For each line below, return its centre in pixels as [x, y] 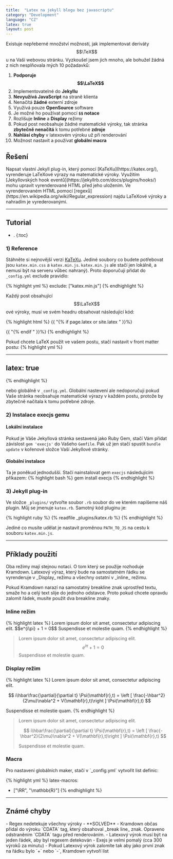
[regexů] [83, 191]
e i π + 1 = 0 [93, 647]
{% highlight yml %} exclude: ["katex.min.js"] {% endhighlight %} [75, 286]
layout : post [20, 29]
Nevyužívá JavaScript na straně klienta [55, 97]
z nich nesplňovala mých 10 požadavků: [48, 65]
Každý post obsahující [29, 296]
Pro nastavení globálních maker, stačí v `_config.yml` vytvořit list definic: [82, 770]
